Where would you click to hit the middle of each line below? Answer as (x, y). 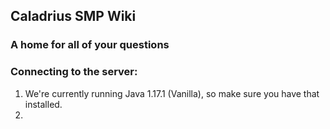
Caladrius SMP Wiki (73, 16)
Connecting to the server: (74, 72)
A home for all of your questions (90, 45)
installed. (43, 104)
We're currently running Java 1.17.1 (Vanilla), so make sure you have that (172, 93)
